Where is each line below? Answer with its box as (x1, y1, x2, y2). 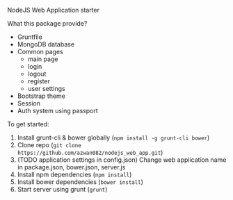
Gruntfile (17, 33, 43, 41)
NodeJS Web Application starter (7, 6, 99, 14)
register (27, 77, 51, 85)
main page (27, 55, 58, 63)
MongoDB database (17, 40, 75, 48)
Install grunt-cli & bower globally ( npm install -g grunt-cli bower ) (17, 133, 210, 142)
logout (27, 69, 47, 78)
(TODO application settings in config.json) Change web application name (17, 156, 227, 164)
